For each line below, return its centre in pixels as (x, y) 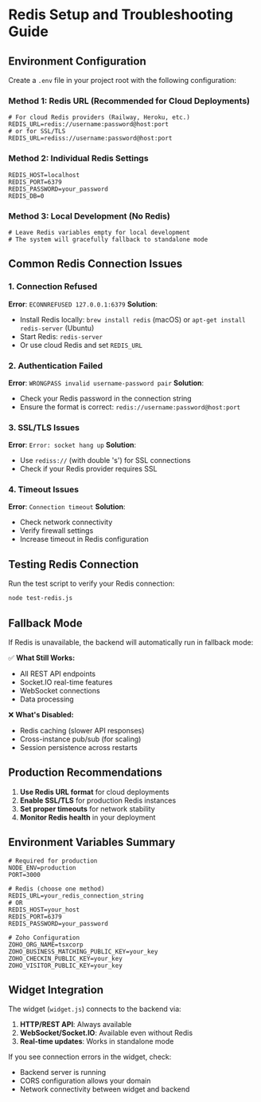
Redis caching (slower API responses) (82, 730)
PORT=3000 (25, 875)
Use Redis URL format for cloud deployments (94, 792)
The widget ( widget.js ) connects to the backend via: (95, 1009)
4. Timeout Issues (44, 490)
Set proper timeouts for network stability (87, 808)
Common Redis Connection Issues (95, 264)
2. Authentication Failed (56, 365)
